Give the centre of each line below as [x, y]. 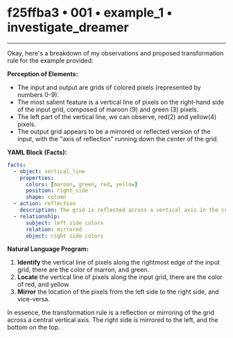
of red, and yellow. [44, 285]
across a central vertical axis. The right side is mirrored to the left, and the [113, 320]
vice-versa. [33, 299]
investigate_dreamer [68, 27]
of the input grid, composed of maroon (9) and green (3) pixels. [108, 109]
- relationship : [37, 216]
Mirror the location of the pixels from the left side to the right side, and [118, 292]
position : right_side [57, 191]
